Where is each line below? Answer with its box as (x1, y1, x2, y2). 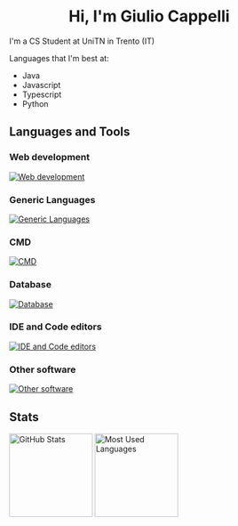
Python (21, 98, 49, 109)
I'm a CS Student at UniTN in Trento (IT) (9, 36, 155, 46)
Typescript (21, 89, 62, 100)
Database (9, 279, 52, 291)
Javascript (21, 79, 61, 90)
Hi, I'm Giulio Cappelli (68, 6, 230, 27)
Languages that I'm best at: (9, 53, 109, 63)
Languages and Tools (9, 125, 131, 140)
